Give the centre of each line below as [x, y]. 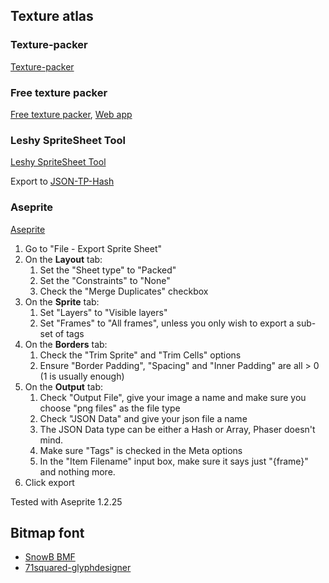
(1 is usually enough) [82, 376]
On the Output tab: [64, 386]
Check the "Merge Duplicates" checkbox [124, 291]
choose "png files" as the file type [110, 408]
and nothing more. [77, 471]
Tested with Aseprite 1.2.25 [66, 501]
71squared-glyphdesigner [78, 568]
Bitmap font [47, 532]
